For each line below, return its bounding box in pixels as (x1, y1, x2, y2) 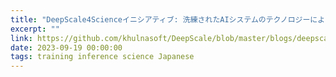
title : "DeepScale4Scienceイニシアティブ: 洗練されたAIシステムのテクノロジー (10, 14, 311, 25)
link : (10, 33, 33, 43)
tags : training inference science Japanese (10, 52, 195, 62)
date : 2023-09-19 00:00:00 (10, 42, 123, 53)
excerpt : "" (10, 24, 60, 34)
